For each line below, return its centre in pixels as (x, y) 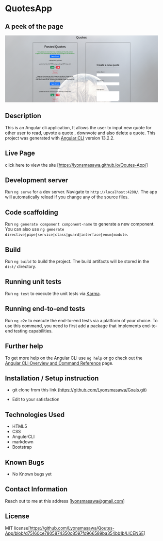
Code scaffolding (32, 212)
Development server (37, 180)
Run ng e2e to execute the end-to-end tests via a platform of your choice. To (81, 320)
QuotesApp (29, 9)
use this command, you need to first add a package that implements (73, 326)
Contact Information (36, 489)
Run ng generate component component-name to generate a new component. (80, 224)
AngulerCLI (23, 437)
